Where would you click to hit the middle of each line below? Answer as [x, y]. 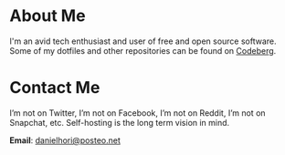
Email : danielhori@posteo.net [65, 140]
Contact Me [55, 88]
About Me [47, 16]
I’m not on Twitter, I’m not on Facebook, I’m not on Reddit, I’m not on [138, 113]
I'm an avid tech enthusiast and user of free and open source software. [143, 41]
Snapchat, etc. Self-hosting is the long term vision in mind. [120, 122]
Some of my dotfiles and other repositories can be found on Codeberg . [143, 50]
